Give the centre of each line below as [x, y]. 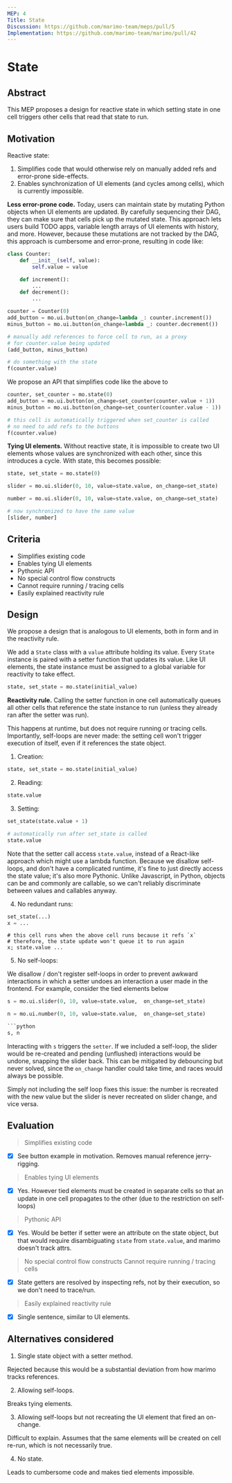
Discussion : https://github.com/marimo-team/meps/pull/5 [91, 26]
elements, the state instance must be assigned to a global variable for [106, 667]
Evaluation [30, 1126]
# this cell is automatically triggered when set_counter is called [108, 420]
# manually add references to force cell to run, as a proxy [97, 337]
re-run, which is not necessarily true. [60, 1445]
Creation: [30, 756]
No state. [30, 1459]
